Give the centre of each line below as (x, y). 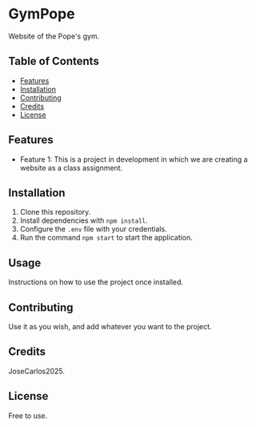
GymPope (42, 14)
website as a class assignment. (71, 167)
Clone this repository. (55, 212)
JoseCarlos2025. (37, 371)
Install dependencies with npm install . (84, 220)
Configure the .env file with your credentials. (93, 229)
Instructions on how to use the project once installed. (96, 282)
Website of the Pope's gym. (54, 36)
